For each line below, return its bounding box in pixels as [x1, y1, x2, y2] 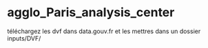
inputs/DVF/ [7, 34, 41, 42]
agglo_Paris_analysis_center [7, 5, 175, 20]
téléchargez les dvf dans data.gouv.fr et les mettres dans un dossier [7, 27, 201, 35]
